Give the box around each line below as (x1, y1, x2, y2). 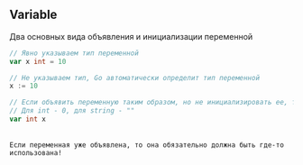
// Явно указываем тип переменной (9, 49, 140, 58)
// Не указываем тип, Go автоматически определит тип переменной (9, 73, 260, 82)
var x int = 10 (9, 57, 67, 66)
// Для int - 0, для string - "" (9, 106, 135, 115)
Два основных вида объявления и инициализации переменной (9, 31, 253, 41)
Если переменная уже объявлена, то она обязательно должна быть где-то (9, 140, 284, 150)
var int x (9, 115, 47, 124)
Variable (9, 7, 58, 23)
